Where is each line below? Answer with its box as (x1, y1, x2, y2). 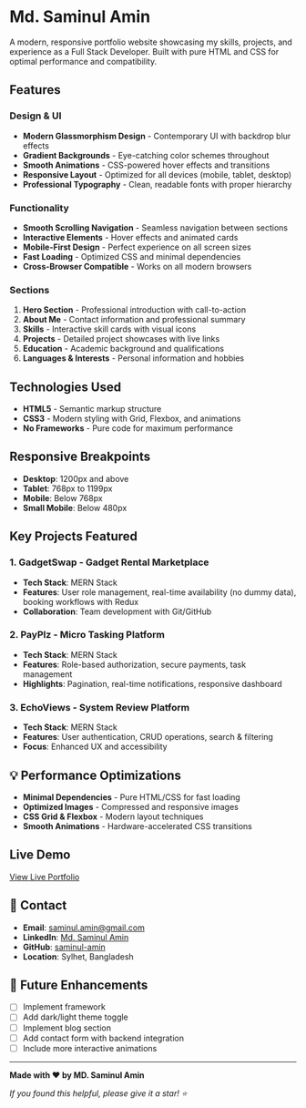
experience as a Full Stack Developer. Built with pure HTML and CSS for (9, 46, 280, 56)
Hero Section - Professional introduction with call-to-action (22, 304, 247, 315)
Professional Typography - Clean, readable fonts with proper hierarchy (22, 179, 292, 190)
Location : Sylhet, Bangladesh (22, 950, 134, 962)
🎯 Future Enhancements (9, 977, 148, 992)
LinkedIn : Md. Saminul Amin (22, 931, 129, 942)
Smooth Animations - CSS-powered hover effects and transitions (22, 159, 270, 170)
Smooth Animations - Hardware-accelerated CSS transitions (22, 820, 252, 831)
